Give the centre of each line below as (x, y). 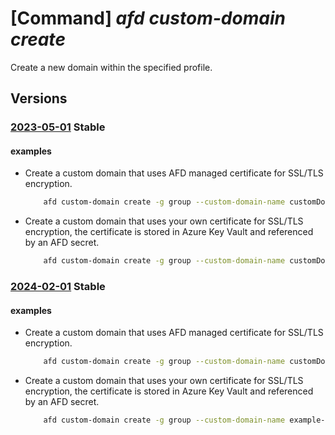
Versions (39, 98)
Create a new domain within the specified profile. (111, 67)
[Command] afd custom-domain (148, 18)
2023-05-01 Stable (58, 127)
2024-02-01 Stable (58, 287)
